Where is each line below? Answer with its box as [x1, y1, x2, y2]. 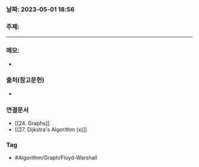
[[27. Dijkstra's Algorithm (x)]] [14, 126, 87, 133]
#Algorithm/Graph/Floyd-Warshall [14, 154, 98, 161]
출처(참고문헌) [6, 76, 44, 84]
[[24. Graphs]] [14, 120, 50, 127]
